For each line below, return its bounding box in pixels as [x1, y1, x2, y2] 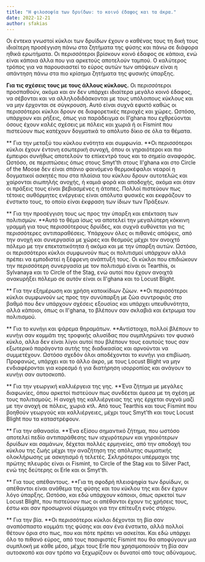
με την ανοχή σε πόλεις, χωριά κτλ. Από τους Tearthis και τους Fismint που [6, 402, 197, 410]
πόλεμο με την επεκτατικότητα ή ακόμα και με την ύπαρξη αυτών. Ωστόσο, [6, 243, 198, 250]
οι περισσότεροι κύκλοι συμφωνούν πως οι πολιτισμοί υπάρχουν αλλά [6, 249, 186, 257]
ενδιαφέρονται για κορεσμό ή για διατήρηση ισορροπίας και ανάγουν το [6, 364, 192, 372]
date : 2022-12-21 [6, 15, 51, 21]
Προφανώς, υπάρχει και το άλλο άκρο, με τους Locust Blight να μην [6, 357, 181, 365]
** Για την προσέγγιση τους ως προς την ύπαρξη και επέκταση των [6, 210, 178, 217]
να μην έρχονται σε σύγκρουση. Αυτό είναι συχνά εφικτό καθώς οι [6, 101, 177, 109]
